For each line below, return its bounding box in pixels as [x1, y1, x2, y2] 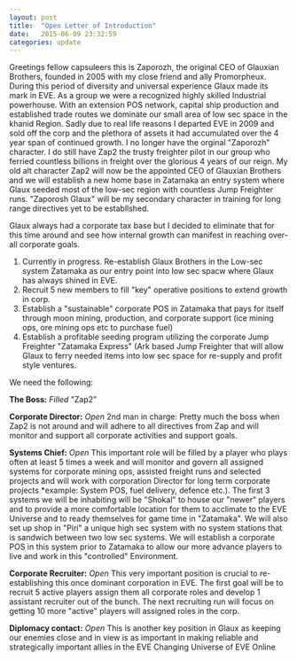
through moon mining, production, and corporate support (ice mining [21, 313, 275, 323]
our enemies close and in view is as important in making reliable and [9, 633, 259, 643]
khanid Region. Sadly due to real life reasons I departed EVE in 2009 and [9, 119, 275, 129]
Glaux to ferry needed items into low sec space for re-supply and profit [21, 351, 283, 362]
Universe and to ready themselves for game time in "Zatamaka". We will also [9, 513, 288, 524]
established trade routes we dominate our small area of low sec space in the [9, 109, 288, 120]
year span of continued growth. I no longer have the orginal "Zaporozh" [9, 137, 270, 148]
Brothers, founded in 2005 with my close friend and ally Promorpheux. [9, 72, 267, 82]
